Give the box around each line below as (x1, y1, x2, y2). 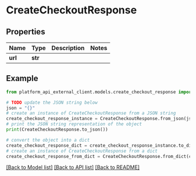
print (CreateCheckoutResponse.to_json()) (6, 126, 108, 133)
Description (51, 44, 85, 52)
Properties (6, 27, 45, 37)
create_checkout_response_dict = (6, 142, 87, 149)
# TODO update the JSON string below (6, 100, 98, 105)
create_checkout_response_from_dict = (6, 153, 100, 159)
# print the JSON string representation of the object (6, 121, 142, 127)
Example (6, 73, 38, 83)
